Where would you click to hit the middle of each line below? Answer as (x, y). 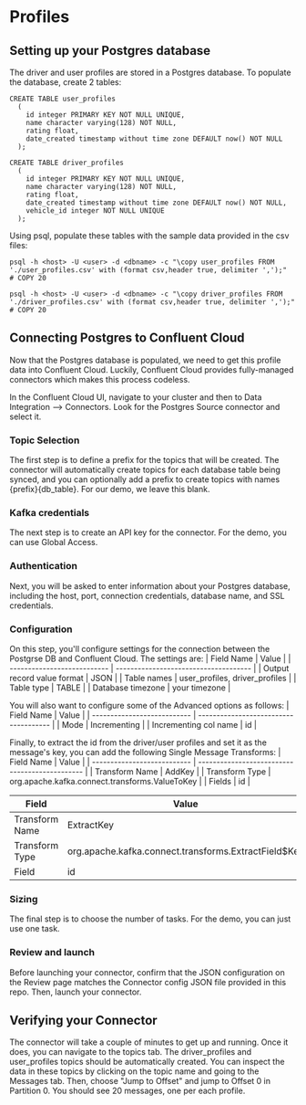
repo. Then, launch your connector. (76, 992)
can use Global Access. (54, 542)
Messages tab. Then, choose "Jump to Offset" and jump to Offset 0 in (140, 1081)
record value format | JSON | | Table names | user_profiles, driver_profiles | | (153, 678)
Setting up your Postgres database (110, 51)
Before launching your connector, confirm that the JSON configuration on (147, 972)
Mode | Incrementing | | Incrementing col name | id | (159, 725)
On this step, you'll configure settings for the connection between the (140, 649)
